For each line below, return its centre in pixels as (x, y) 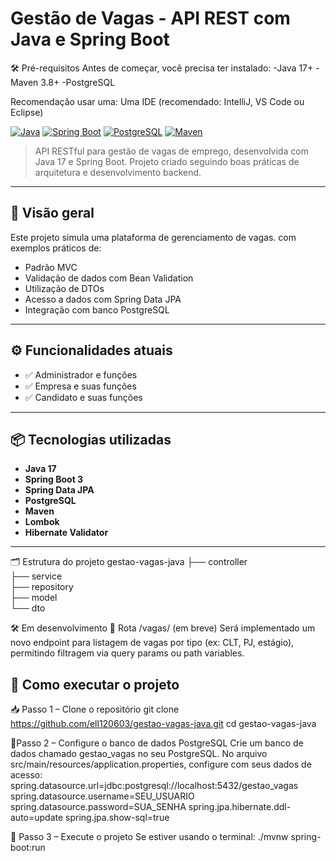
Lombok (42, 522)
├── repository (42, 587)
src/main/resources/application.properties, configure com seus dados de (161, 764)
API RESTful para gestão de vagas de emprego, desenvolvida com (171, 151)
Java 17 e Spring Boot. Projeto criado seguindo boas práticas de (167, 161)
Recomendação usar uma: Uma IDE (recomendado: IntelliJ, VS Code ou (157, 101)
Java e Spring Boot (90, 39)
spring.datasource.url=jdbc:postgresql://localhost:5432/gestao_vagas (154, 786)
